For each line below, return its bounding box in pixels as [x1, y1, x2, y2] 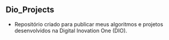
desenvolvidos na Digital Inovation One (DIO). [14, 27, 128, 34]
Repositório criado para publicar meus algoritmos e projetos [14, 20, 164, 27]
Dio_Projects [5, 5, 55, 15]
